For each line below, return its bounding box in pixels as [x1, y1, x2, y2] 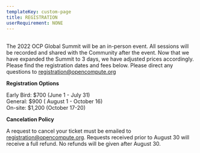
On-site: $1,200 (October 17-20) [6, 104, 86, 112]
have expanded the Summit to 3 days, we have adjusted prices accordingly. [6, 55, 194, 63]
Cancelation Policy [6, 116, 54, 123]
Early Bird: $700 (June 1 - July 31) [6, 91, 90, 99]
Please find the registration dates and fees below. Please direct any [6, 62, 173, 69]
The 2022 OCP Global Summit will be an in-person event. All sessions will [6, 43, 189, 50]
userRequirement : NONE [6, 20, 63, 26]
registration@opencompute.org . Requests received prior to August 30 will [6, 134, 190, 141]
